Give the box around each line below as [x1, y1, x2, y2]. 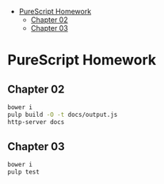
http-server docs [7, 118, 65, 126]
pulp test [7, 168, 40, 176]
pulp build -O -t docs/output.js [7, 111, 118, 118]
